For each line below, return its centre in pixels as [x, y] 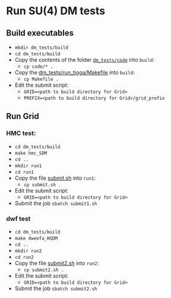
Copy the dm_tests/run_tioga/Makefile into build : [75, 72]
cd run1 [24, 172]
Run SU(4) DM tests [56, 11]
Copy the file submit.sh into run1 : [55, 178]
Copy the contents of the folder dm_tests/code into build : [85, 60]
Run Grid [23, 116]
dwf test [18, 218]
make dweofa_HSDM [36, 238]
